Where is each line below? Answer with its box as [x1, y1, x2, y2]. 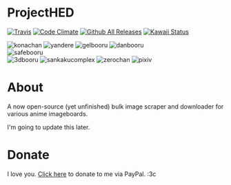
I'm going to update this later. [7, 122, 90, 131]
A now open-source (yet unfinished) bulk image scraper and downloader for [7, 102, 224, 111]
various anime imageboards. [7, 109, 88, 118]
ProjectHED [7, 5, 74, 21]
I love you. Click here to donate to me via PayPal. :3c [7, 170, 157, 178]
